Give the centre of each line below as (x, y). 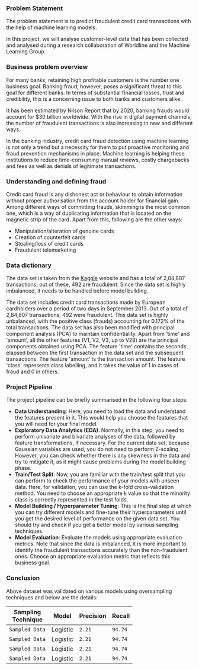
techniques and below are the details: (52, 597)
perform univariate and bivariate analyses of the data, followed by (95, 437)
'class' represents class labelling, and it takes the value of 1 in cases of (92, 366)
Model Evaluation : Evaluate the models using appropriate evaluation (98, 538)
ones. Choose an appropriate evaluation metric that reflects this (92, 557)
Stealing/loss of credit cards (49, 243)
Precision (93, 615)
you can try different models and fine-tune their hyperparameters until (100, 512)
